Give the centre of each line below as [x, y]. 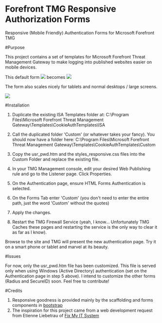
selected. [21, 188]
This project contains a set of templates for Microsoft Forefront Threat [75, 56]
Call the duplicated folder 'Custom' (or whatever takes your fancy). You [83, 134]
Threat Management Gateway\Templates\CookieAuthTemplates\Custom [84, 144]
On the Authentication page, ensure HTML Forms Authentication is [79, 183]
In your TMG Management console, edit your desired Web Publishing [81, 168]
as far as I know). [29, 232]
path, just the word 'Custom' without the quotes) [61, 203]
